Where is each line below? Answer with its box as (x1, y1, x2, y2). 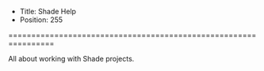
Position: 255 (19, 15, 63, 24)
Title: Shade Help (19, 7, 77, 16)
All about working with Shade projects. (8, 54, 135, 63)
